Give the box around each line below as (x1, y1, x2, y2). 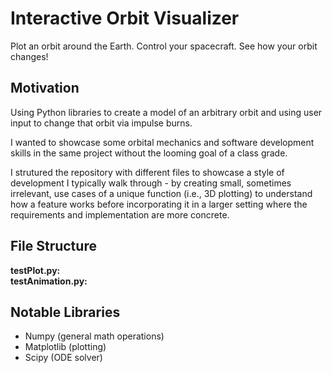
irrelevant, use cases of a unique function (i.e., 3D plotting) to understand (10, 187, 313, 199)
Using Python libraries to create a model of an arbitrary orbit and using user (10, 106, 323, 118)
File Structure (10, 238, 97, 255)
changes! (10, 50, 49, 62)
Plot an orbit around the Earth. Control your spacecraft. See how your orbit (10, 40, 318, 52)
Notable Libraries (10, 303, 121, 321)
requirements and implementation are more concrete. (10, 208, 230, 221)
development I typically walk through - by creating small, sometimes (10, 177, 292, 189)
